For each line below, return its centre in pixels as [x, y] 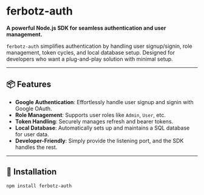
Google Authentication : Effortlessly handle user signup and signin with [104, 102]
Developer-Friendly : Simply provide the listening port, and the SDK [99, 140]
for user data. [32, 134]
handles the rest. [36, 147]
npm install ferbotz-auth [39, 186]
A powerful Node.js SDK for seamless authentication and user [86, 28]
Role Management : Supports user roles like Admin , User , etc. [90, 115]
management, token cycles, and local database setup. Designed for [90, 52]
